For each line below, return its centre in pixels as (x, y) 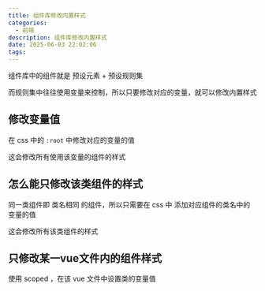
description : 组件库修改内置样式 (58, 37)
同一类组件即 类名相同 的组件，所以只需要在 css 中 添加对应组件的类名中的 (129, 204)
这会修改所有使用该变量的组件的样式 (67, 157)
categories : (28, 23)
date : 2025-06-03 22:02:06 (52, 45)
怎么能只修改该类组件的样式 (76, 184)
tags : (17, 52)
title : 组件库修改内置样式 (47, 15)
